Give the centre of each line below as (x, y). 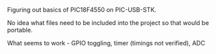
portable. (20, 30)
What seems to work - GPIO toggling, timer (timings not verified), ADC (106, 43)
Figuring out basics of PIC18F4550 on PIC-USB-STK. (82, 10)
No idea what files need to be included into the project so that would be (108, 23)
